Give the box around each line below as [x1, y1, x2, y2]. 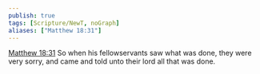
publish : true [8, 11, 56, 20]
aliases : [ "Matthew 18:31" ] [8, 26, 102, 34]
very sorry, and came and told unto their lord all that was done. [8, 56, 216, 66]
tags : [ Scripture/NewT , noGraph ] [8, 19, 120, 27]
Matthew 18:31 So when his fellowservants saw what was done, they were [8, 49, 252, 58]
